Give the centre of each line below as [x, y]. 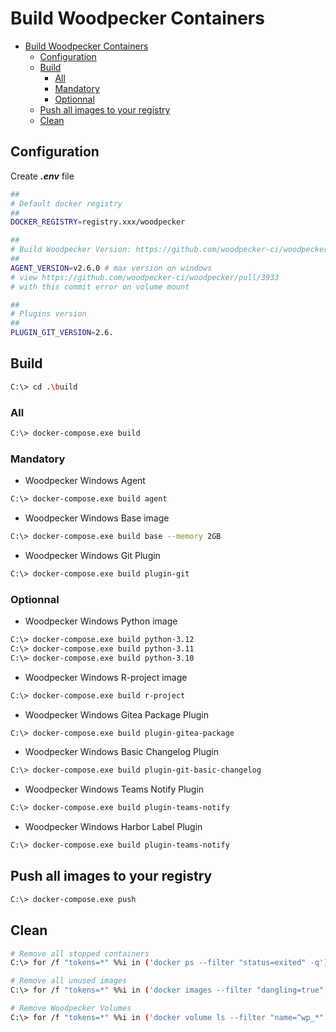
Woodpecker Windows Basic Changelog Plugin [121, 752]
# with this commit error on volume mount [100, 287]
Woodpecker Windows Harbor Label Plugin [113, 827]
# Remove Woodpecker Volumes [71, 1008]
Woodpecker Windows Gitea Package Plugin [116, 714]
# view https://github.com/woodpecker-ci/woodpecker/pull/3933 [145, 277]
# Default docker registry [66, 203]
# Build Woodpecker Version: [71, 250]
